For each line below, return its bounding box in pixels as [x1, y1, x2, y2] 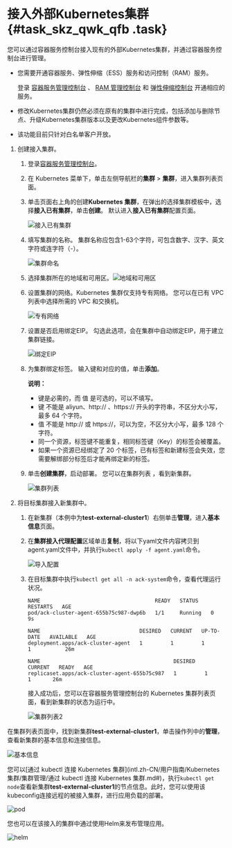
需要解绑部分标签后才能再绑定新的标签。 [37, 454, 154, 462]
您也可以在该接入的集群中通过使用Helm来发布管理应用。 [7, 819, 168, 827]
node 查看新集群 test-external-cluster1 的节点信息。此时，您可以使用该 [7, 782, 206, 791]
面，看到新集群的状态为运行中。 [27, 697, 119, 706]
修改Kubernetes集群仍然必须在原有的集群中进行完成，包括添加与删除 [17, 107, 215, 115]
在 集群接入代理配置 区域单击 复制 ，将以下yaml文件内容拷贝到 [27, 536, 199, 545]
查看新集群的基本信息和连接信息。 [7, 735, 105, 744]
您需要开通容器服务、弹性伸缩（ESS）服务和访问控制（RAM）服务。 [17, 69, 213, 77]
